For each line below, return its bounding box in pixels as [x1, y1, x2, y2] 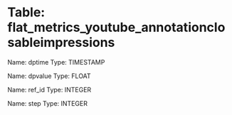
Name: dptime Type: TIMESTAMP [7, 57, 105, 66]
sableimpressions [7, 35, 115, 50]
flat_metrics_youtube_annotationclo [7, 19, 226, 35]
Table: [7, 4, 46, 21]
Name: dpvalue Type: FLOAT [7, 72, 91, 80]
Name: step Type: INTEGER [7, 99, 88, 107]
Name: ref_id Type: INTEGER [7, 85, 92, 94]
